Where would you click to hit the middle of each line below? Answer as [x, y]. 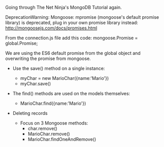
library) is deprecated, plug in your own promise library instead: [72, 23]
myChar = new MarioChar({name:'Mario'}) [64, 78]
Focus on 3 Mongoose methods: [54, 123]
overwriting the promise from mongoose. [48, 58]
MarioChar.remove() [49, 134]
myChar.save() [36, 84]
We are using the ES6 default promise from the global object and [73, 53]
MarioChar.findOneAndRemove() [62, 139]
